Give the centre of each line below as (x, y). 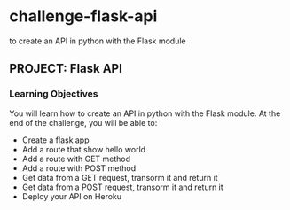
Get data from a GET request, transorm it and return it (120, 177)
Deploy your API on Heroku (72, 196)
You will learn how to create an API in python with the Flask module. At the (145, 113)
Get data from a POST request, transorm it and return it (122, 187)
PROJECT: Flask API (66, 69)
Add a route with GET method (76, 159)
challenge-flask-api (83, 16)
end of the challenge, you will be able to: (83, 122)
